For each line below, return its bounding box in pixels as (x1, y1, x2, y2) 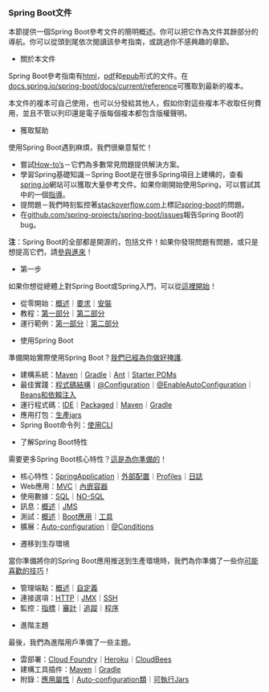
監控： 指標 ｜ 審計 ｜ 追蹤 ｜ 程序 (19, 603, 119, 613)
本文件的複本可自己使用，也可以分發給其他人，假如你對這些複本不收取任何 (8, 98, 255, 108)
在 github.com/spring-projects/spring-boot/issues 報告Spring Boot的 (19, 210, 244, 220)
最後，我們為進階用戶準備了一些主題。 (8, 637, 135, 647)
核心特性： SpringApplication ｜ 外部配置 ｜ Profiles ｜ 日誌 (19, 472, 203, 481)
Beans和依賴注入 (19, 390, 76, 400)
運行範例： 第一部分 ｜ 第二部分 (19, 319, 119, 328)
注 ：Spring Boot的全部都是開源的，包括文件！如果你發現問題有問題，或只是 (8, 237, 259, 247)
